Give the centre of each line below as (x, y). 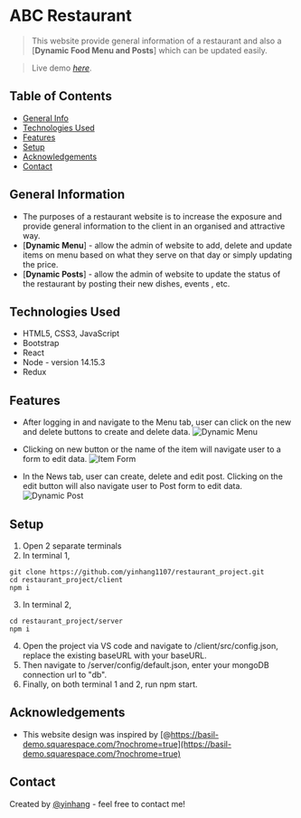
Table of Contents (61, 96)
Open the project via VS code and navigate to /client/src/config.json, (150, 646)
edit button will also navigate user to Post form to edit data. (132, 486)
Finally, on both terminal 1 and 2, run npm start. (110, 684)
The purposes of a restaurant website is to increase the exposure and (152, 216)
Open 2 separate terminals (72, 546)
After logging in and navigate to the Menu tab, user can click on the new (157, 422)
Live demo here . (61, 68)
